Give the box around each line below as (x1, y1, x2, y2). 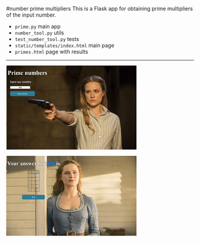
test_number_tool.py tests (14, 36, 79, 42)
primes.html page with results (14, 48, 88, 55)
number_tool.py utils (14, 29, 64, 36)
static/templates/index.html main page (14, 42, 115, 49)
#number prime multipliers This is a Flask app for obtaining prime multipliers (6, 5, 193, 12)
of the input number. (6, 11, 57, 18)
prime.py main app (14, 23, 61, 30)
